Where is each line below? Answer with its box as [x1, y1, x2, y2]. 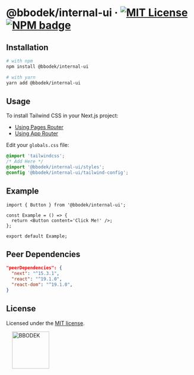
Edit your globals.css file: [6, 142, 69, 149]
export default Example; [6, 233, 68, 239]
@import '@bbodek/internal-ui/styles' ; [6, 164, 105, 170]
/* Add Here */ [6, 158, 44, 165]
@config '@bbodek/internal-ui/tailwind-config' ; [6, 170, 129, 176]
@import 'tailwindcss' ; [6, 153, 65, 159]
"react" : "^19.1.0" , [11, 276, 62, 282]
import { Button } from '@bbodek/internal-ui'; [6, 202, 126, 208]
